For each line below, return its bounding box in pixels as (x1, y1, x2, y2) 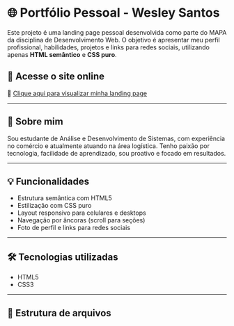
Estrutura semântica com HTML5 (17, 194, 113, 202)
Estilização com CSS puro (17, 202, 92, 210)
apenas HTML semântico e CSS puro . (7, 50, 117, 58)
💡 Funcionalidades (7, 175, 89, 187)
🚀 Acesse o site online (7, 71, 105, 83)
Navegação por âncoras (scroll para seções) (17, 216, 146, 225)
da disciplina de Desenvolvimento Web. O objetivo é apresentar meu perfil (7, 35, 221, 44)
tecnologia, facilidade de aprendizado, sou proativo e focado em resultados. (7, 149, 226, 157)
